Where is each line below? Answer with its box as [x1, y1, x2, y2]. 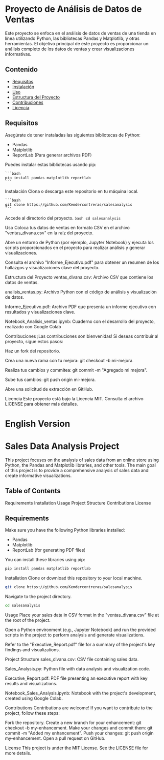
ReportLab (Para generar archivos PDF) [12, 152, 92, 158]
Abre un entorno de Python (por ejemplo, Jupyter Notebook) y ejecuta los [5, 239, 154, 245]
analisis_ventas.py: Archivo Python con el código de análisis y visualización [5, 289, 157, 295]
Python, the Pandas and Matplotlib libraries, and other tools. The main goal [5, 462, 156, 468]
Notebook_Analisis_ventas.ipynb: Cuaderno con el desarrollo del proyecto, [5, 318, 155, 324]
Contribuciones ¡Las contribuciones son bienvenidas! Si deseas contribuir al [5, 333, 159, 339]
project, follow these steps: [5, 710, 60, 716]
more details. [5, 750, 32, 756]
